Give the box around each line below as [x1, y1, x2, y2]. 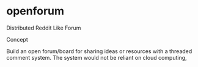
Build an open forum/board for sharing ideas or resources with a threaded [6, 47, 193, 55]
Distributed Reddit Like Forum [6, 24, 81, 31]
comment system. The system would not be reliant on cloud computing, [6, 54, 188, 61]
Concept [6, 36, 29, 43]
